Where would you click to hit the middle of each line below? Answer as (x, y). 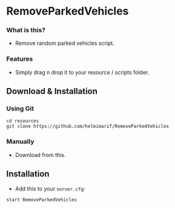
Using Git (20, 109)
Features (20, 59)
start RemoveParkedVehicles (42, 200)
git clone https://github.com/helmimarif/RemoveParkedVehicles (88, 126)
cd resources (23, 121)
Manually (20, 142)
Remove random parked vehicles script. (65, 43)
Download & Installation (52, 91)
